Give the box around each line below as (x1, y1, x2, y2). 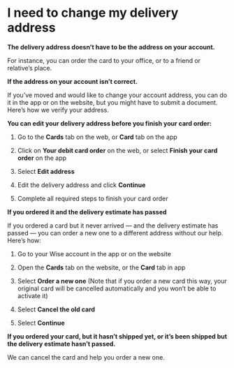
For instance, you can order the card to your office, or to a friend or (7, 56, 201, 64)
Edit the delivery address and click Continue (17, 180, 146, 189)
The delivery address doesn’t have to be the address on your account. (7, 43, 215, 51)
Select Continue (17, 318, 65, 327)
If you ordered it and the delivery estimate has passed (7, 207, 167, 216)
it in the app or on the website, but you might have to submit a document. (7, 98, 218, 106)
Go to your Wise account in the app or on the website (17, 249, 171, 258)
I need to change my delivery (7, 5, 179, 21)
